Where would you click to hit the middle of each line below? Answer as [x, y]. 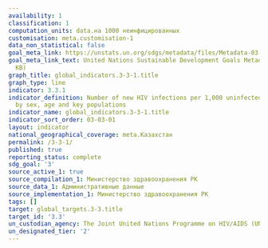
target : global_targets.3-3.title [66, 209]
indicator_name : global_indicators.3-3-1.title [89, 113]
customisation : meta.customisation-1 [71, 38]
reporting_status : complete [55, 157]
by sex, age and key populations [71, 105]
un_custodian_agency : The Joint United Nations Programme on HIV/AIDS [128, 224]
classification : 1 [39, 23]
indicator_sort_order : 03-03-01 [62, 120]
